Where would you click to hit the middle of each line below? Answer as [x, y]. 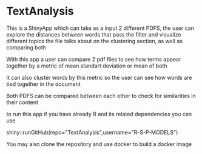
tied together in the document [43, 84]
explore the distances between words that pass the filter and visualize [94, 34]
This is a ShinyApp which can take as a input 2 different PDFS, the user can [100, 28]
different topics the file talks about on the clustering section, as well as [95, 41]
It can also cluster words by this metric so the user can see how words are [99, 77]
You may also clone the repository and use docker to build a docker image [99, 144]
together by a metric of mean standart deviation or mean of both [87, 66]
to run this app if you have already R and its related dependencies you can [99, 114]
